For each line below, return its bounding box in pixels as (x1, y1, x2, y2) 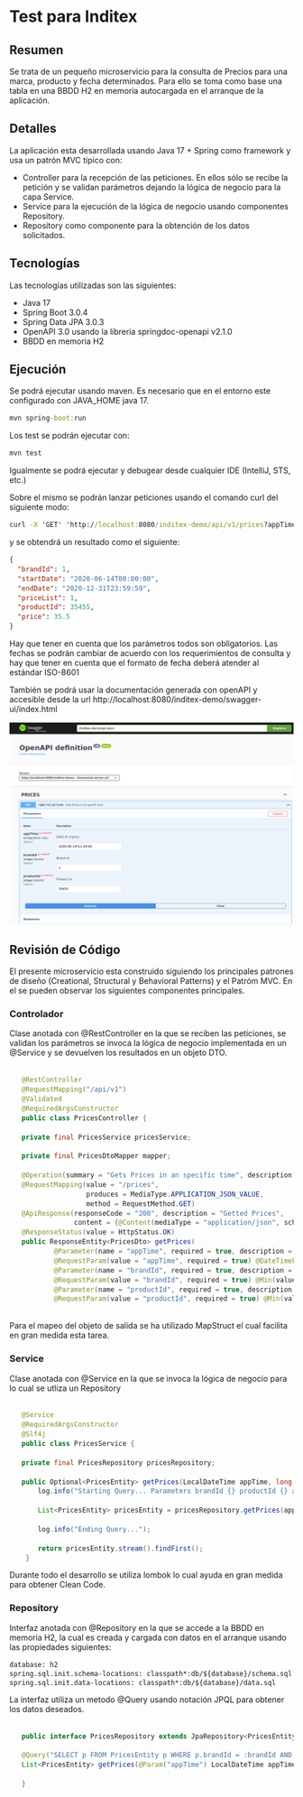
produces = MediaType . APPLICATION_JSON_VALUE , (86, 1190, 264, 1199)
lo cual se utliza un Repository (9, 1383, 122, 1394)
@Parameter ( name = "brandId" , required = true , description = (53, 1265, 293, 1274)
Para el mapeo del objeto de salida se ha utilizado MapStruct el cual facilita (9, 1320, 289, 1331)
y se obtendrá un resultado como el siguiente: (9, 537, 180, 548)
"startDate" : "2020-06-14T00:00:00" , (17, 574, 160, 583)
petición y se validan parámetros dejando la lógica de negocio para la (22, 181, 281, 192)
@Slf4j (21, 1430, 47, 1439)
